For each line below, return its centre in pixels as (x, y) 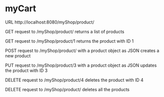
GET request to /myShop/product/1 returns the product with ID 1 (69, 41)
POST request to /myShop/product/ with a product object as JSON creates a (82, 50)
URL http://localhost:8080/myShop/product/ (50, 22)
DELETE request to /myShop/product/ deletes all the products (67, 89)
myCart (21, 9)
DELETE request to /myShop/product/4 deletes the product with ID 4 (74, 80)
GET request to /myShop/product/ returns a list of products (65, 31)
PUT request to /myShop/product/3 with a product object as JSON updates (81, 65)
